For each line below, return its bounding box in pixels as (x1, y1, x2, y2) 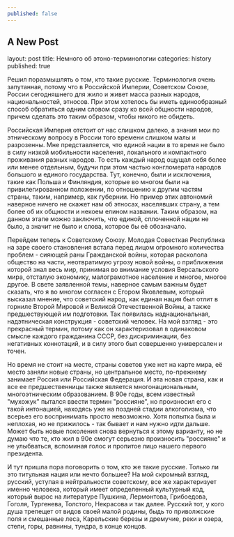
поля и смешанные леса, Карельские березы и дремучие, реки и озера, (7, 515, 224, 523)
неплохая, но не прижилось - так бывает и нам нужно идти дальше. (7, 420, 210, 428)
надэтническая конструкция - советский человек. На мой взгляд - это (7, 317, 218, 326)
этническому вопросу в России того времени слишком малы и (7, 133, 196, 142)
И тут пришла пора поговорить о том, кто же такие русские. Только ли (7, 463, 219, 471)
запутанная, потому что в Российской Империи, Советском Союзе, (7, 83, 209, 91)
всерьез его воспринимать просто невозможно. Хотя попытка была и (7, 412, 216, 421)
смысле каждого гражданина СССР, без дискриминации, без (7, 332, 192, 340)
